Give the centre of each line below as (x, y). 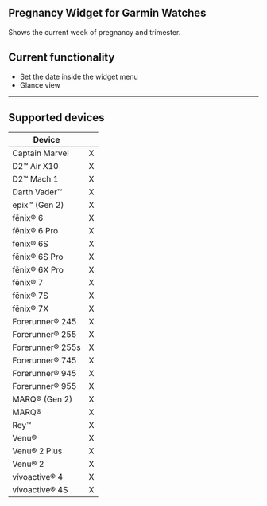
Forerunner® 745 (44, 360)
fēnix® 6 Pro (35, 231)
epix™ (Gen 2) (38, 205)
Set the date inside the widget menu (79, 76)
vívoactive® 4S (40, 490)
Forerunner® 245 (44, 322)
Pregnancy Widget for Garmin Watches (107, 13)
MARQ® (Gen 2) (43, 399)
